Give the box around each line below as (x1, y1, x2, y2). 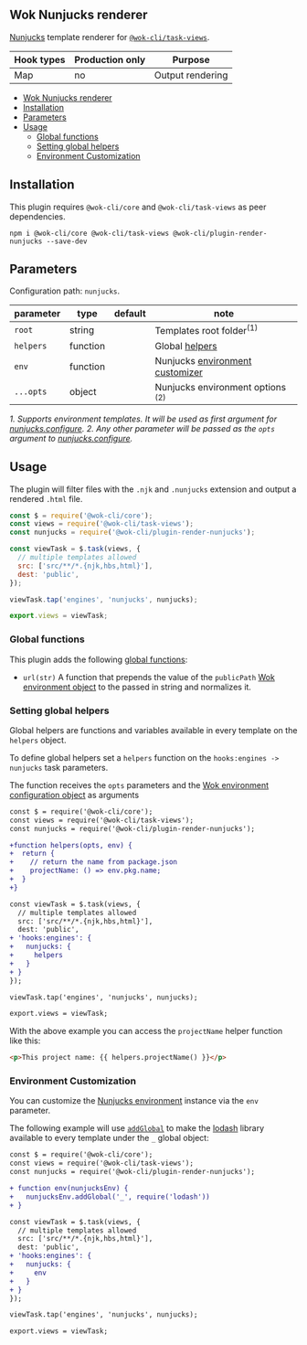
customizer (154, 366, 204, 379)
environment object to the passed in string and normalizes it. (22, 681, 251, 692)
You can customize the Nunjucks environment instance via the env (9, 1095, 259, 1106)
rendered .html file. (9, 493, 83, 504)
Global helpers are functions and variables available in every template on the (9, 724, 298, 735)
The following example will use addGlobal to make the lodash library (9, 1123, 265, 1134)
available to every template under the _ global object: (9, 1133, 209, 1144)
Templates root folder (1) (154, 323, 259, 337)
